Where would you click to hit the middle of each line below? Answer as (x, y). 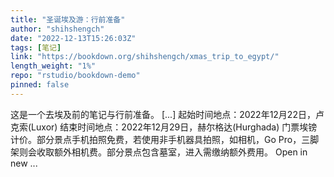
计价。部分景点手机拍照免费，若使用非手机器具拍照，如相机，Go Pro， (156, 139)
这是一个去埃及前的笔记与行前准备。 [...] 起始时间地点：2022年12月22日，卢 (167, 114)
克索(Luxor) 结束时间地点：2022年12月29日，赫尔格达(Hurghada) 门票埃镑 (164, 127)
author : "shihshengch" (57, 29)
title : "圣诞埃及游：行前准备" (68, 19)
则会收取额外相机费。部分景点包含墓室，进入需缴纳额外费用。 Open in (163, 152)
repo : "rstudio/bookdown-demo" (75, 76)
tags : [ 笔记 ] (36, 47)
